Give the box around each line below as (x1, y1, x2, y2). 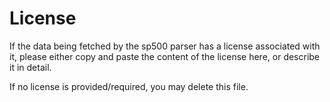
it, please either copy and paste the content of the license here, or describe (9, 50, 321, 62)
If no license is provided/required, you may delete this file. (9, 80, 249, 92)
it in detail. (9, 61, 52, 73)
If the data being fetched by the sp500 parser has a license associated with (9, 40, 321, 52)
